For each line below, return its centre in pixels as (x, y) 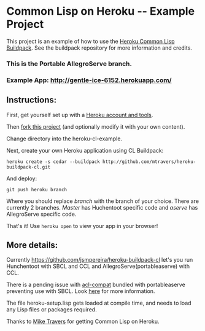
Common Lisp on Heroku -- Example (101, 11)
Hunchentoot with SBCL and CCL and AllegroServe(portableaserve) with (98, 266)
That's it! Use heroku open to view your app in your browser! (82, 226)
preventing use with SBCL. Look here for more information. (81, 291)
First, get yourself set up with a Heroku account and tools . (80, 115)
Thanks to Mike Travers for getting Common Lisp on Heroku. (83, 321)
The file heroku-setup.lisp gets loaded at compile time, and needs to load (99, 303)
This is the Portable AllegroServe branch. (69, 64)
